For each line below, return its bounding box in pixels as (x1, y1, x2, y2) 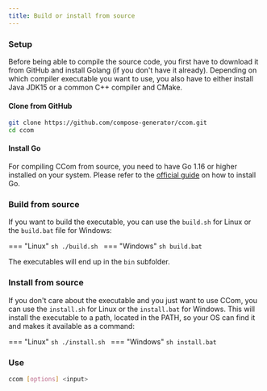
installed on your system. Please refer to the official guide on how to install (8, 170, 257, 180)
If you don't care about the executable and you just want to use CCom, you (8, 295, 258, 305)
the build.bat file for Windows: (8, 226, 112, 235)
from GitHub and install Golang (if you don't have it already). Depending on (8, 65, 257, 75)
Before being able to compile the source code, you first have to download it (8, 56, 259, 66)
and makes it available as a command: (8, 321, 136, 331)
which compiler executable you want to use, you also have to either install (8, 73, 254, 83)
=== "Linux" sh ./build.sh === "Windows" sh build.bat (8, 241, 203, 251)
